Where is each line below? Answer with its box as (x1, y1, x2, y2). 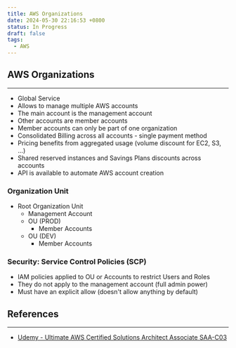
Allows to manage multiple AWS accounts (17, 101, 138, 109)
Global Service (17, 94, 60, 102)
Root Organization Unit (17, 202, 84, 210)
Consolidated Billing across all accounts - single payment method (17, 131, 207, 140)
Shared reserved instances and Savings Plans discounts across (17, 154, 202, 162)
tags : (7, 36, 23, 43)
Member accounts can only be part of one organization (17, 123, 178, 132)
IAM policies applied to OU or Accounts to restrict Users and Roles (17, 273, 211, 281)
